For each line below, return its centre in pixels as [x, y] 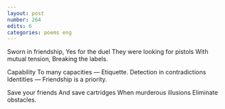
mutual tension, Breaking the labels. [58, 59]
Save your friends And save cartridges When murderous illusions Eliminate [113, 93]
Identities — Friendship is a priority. [57, 80]
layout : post [26, 13]
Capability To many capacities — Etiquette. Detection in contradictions [107, 72]
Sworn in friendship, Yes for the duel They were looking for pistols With [108, 52]
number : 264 [24, 20]
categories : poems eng [39, 32]
